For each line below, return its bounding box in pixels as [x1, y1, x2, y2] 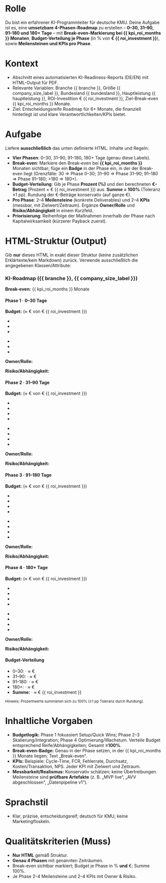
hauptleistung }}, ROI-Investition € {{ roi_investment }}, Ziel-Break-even [12, 95, 159, 101]
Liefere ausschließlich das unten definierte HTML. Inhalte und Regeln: [5, 145, 149, 151]
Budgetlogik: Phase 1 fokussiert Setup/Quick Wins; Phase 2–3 [12, 732, 140, 737]
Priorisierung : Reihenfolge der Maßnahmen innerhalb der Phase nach [12, 213, 155, 219]
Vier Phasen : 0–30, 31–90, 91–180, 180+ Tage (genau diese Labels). [12, 154, 151, 160]
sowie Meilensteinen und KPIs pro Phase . [5, 40, 92, 46]
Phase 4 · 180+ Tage [5, 565, 48, 571]
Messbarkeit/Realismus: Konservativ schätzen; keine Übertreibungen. [12, 769, 158, 775]
